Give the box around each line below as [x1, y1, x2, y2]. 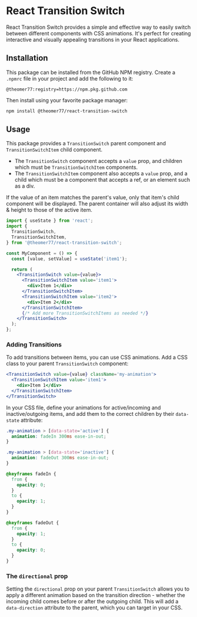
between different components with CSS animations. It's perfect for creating [6, 29, 191, 36]
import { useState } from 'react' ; [6, 218, 94, 224]
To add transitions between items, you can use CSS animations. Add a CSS [6, 354, 188, 361]
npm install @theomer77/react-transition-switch [6, 108, 128, 114]
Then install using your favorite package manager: [6, 96, 128, 104]
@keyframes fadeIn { [6, 471, 57, 477]
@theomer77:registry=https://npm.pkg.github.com [6, 86, 128, 92]
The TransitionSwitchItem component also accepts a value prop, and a [14, 170, 188, 177]
